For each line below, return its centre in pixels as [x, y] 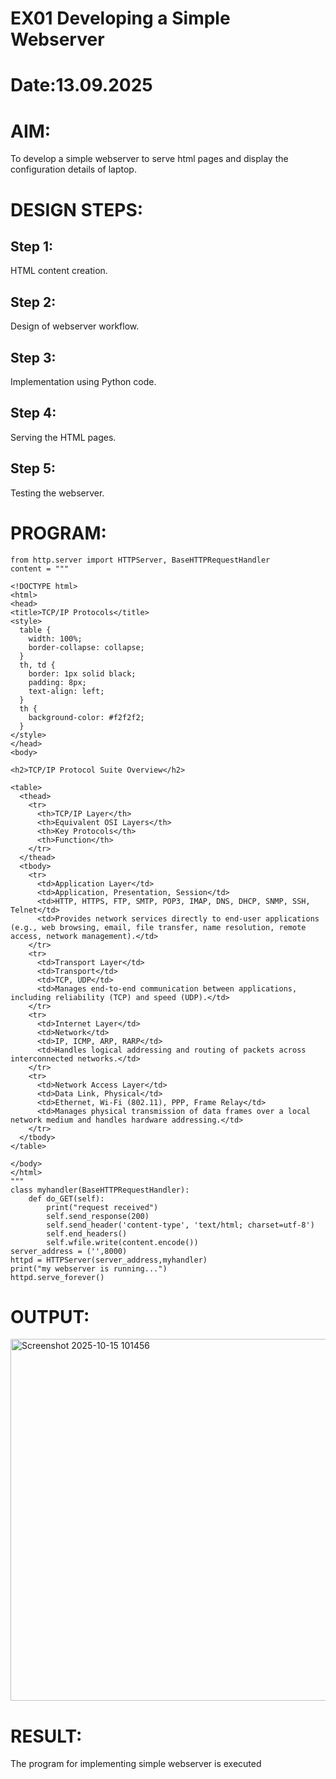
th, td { [37, 665]
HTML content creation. [59, 271]
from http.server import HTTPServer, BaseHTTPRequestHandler [140, 560]
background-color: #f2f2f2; [86, 717]
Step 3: [33, 357]
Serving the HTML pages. [63, 437]
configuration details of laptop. [73, 169]
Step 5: [33, 468]
